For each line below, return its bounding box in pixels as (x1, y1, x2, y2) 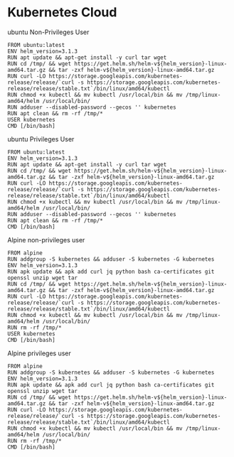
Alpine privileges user (7, 349, 71, 357)
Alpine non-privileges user (7, 235, 85, 244)
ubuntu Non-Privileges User (7, 28, 90, 36)
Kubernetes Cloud (7, 4, 117, 21)
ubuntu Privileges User (7, 134, 75, 143)
